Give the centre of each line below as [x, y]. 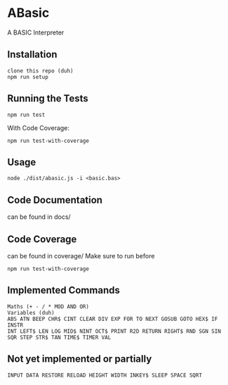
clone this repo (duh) [40, 71]
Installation [32, 55]
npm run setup [28, 77]
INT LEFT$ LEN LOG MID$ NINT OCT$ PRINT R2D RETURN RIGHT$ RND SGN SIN [114, 331]
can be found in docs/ [39, 217]
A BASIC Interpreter [36, 32]
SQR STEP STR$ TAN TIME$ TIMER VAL [59, 337]
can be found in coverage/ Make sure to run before [81, 256]
